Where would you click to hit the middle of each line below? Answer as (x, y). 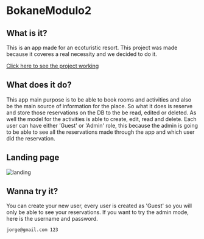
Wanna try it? (32, 191)
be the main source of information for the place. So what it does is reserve (100, 106)
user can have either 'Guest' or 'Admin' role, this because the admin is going (102, 125)
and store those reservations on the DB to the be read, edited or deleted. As (101, 113)
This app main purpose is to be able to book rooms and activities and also (99, 99)
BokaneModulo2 (49, 11)
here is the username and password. (52, 219)
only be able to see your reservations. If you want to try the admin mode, (97, 212)
